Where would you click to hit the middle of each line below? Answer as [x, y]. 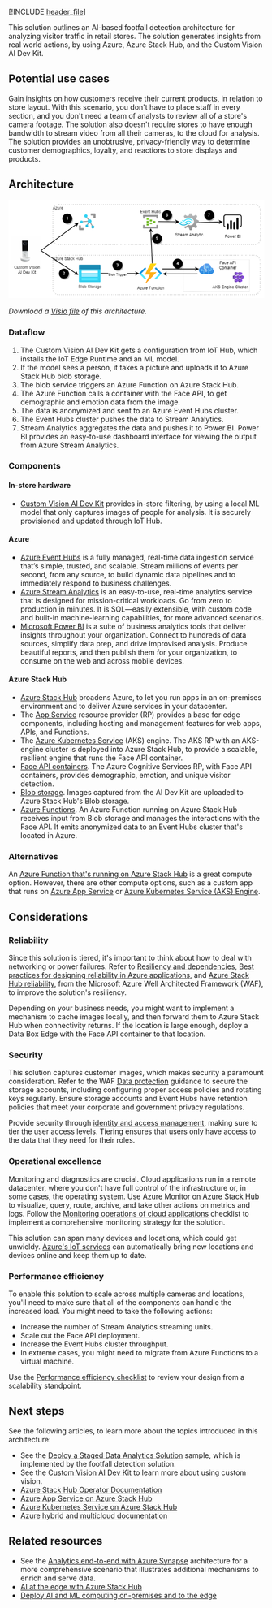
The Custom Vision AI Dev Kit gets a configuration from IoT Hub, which [139, 350]
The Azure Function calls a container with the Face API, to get [123, 393]
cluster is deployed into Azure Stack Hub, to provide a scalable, [151, 750]
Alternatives [33, 856]
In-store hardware [40, 486]
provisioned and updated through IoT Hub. [91, 521]
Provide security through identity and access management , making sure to [133, 1123]
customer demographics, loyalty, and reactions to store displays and [123, 150]
